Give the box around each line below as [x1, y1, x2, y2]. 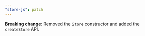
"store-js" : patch [5, 7, 43, 12]
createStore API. [5, 26, 40, 32]
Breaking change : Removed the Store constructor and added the [5, 21, 140, 27]
